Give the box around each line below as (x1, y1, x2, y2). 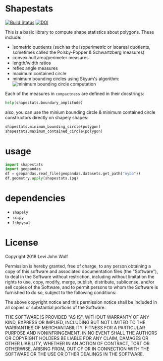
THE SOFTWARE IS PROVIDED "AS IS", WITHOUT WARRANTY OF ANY (5, 314, 150, 320)
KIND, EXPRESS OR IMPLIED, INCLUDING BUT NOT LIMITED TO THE (5, 319, 146, 325)
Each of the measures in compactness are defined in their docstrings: (5, 90, 145, 96)
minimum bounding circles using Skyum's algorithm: (12, 76, 120, 82)
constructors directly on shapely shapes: (5, 114, 89, 120)
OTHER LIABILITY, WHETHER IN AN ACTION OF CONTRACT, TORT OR (5, 340, 150, 346)
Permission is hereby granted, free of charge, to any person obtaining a (5, 263, 151, 269)
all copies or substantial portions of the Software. (5, 304, 106, 310)
